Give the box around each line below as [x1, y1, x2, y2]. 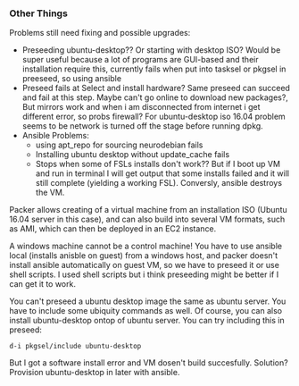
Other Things [9, 7, 69, 20]
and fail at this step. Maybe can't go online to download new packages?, [21, 92, 288, 103]
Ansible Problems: [21, 130, 89, 141]
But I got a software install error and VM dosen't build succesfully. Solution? [9, 357, 288, 368]
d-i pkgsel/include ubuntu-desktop [9, 342, 142, 351]
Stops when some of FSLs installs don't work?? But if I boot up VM [35, 159, 281, 170]
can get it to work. [9, 279, 76, 289]
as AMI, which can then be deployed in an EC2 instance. [9, 223, 217, 234]
